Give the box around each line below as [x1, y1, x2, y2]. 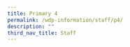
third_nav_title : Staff [7, 29, 77, 37]
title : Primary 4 [7, 10, 58, 17]
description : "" [7, 23, 55, 30]
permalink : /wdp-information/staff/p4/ [7, 17, 124, 23]
